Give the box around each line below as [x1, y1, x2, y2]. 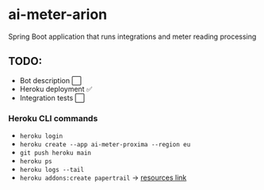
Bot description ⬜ [19, 75, 82, 85]
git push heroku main [19, 149, 91, 158]
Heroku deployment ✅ [19, 84, 93, 93]
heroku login [19, 132, 63, 140]
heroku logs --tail [19, 166, 85, 174]
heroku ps [19, 158, 53, 165]
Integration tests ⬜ [19, 93, 85, 102]
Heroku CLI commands [8, 112, 98, 123]
